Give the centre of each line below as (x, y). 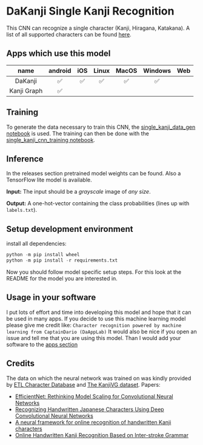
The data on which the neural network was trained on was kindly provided (99, 378)
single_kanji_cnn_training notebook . (51, 140)
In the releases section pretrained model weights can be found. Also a (94, 174)
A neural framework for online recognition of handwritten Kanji (93, 422)
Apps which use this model (58, 54)
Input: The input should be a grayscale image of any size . (78, 192)
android (60, 70)
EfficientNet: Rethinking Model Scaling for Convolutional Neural (94, 396)
